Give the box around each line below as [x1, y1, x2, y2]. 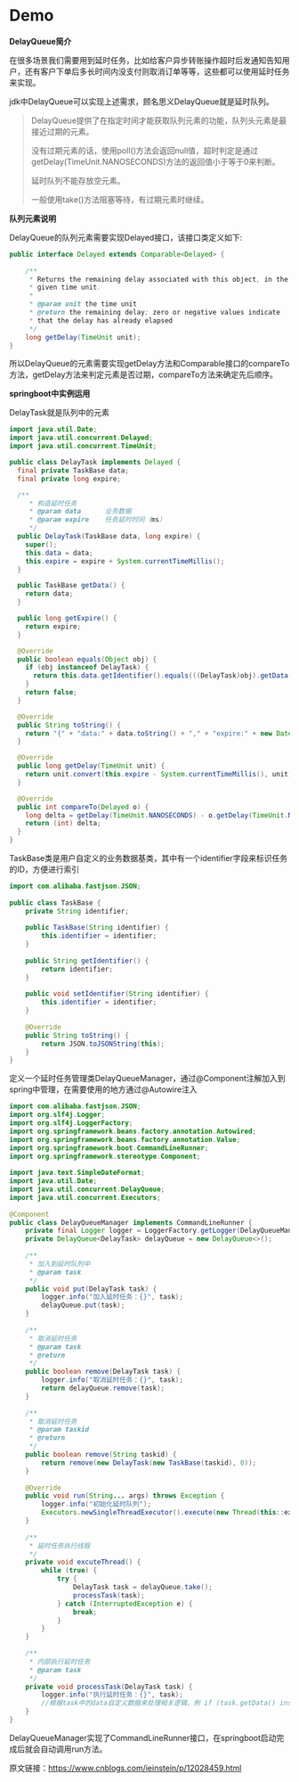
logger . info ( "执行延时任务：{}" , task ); [41, 1690, 184, 1699]
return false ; [25, 688, 77, 697]
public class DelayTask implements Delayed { [9, 458, 181, 467]
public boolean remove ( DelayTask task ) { [25, 1367, 181, 1376]
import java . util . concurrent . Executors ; [9, 1193, 162, 1202]
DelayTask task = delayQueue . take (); [72, 1583, 214, 1592]
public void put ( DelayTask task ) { [25, 1285, 158, 1293]
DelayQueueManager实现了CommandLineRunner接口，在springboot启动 [9, 1732, 277, 1743]
